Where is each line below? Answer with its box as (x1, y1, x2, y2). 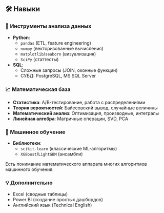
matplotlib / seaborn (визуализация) (20, 51, 96, 57)
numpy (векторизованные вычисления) (20, 45, 104, 51)
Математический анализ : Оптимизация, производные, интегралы (12, 110, 159, 116)
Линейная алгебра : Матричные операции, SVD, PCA (12, 115, 129, 122)
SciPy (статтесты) (20, 56, 59, 62)
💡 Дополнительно (5, 179, 53, 186)
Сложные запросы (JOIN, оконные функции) (20, 67, 118, 73)
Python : (12, 34, 30, 41)
